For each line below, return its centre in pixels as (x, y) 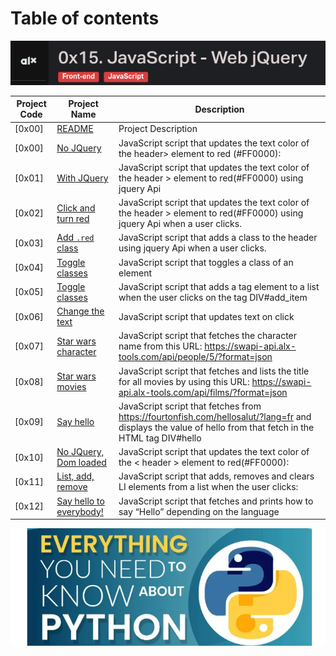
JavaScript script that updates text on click (206, 316)
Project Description (158, 129)
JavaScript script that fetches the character (208, 336)
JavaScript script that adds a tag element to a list (219, 286)
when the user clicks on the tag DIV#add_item (213, 297)
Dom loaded (81, 463)
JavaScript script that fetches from (190, 406)
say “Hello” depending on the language (199, 511)
